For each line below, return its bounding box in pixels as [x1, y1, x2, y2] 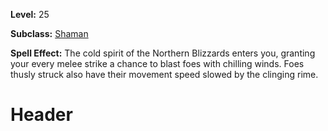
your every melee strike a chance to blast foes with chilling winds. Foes [10, 58, 305, 69]
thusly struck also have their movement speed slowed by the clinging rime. [10, 69, 319, 80]
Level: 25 [10, 9, 50, 20]
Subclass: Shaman [10, 28, 89, 39]
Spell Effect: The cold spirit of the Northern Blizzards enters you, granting [10, 47, 316, 59]
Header [10, 104, 73, 126]
